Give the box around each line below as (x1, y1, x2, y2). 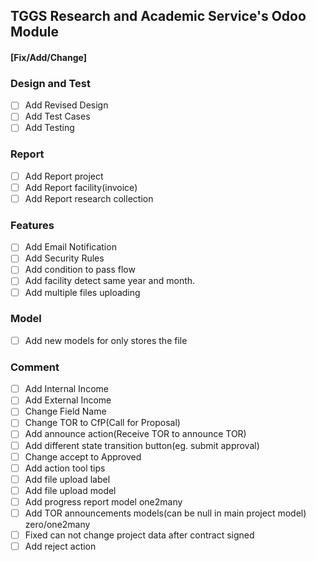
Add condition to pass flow (24, 264, 136, 276)
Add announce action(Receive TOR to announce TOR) (24, 428, 247, 440)
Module (10, 24, 59, 41)
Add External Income (24, 394, 112, 406)
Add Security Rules (24, 252, 105, 264)
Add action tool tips (24, 462, 106, 474)
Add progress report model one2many (24, 495, 183, 508)
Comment (10, 360, 60, 374)
